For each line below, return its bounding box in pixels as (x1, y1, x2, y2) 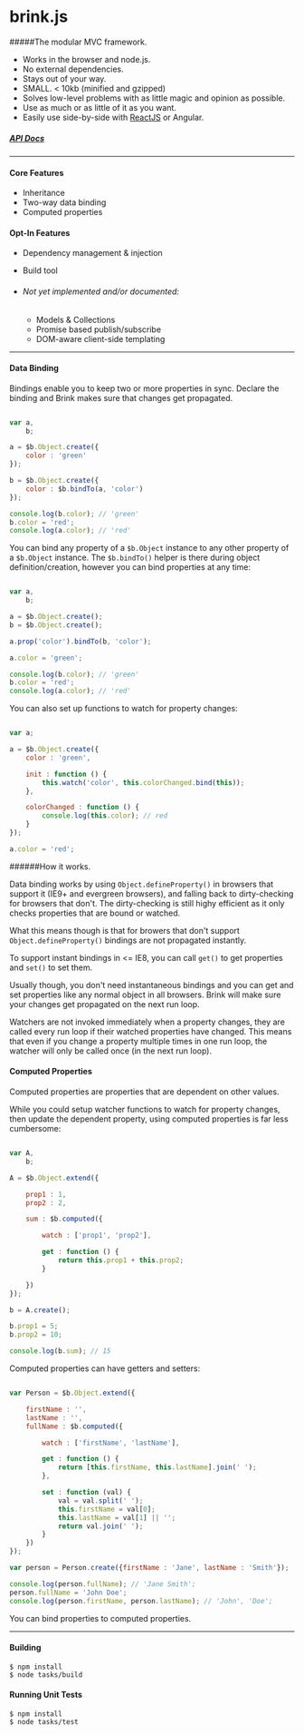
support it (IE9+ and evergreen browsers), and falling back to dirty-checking (9, 887, 294, 899)
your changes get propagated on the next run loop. (9, 998, 201, 1009)
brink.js (9, 6, 69, 27)
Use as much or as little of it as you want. (22, 102, 176, 113)
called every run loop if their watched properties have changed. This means (9, 1025, 292, 1036)
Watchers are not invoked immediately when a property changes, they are (9, 1016, 285, 1027)
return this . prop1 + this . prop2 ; (57, 1256, 184, 1265)
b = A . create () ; (9, 1305, 71, 1315)
